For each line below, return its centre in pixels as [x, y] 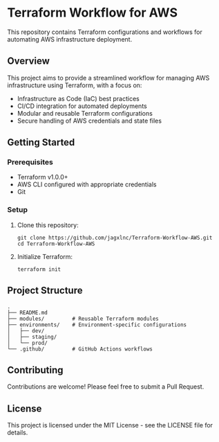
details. [18, 433]
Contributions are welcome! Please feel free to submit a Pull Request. [106, 387]
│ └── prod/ [28, 343]
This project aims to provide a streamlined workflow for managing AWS [108, 78]
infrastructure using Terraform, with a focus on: [75, 85]
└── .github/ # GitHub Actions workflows [80, 349]
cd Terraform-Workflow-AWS [56, 244]
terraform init [39, 269]
